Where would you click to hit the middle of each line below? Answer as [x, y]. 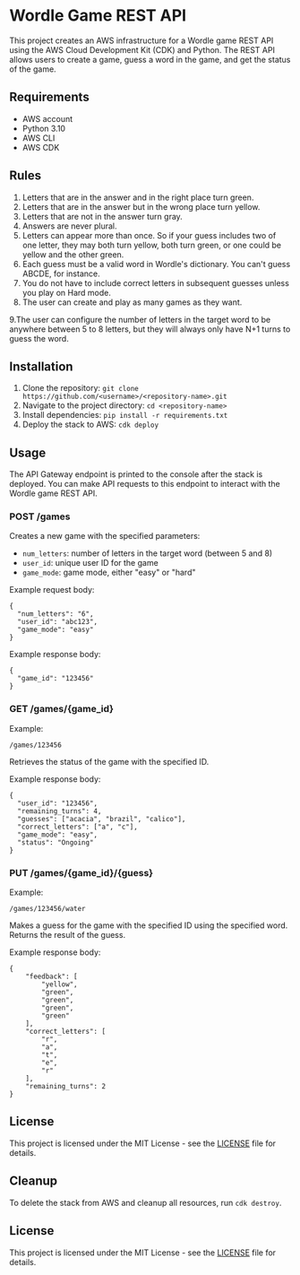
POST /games [40, 516]
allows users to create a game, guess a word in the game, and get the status [150, 59]
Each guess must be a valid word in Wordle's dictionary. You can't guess [156, 264]
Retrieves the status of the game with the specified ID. [109, 761]
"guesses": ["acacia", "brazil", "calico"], [102, 819]
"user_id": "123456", [58, 803]
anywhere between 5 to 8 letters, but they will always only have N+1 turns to [150, 329]
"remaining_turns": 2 [65, 1087]
